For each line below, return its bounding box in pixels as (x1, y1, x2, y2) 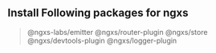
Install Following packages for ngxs (7, 6, 189, 20)
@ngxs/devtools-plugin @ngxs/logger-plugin (26, 36, 177, 45)
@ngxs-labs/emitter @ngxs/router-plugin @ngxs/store (26, 27, 208, 36)
